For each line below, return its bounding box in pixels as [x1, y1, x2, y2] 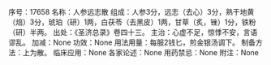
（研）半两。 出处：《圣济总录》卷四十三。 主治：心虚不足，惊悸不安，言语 [8, 28, 258, 37]
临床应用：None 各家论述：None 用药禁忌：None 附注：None [52, 48, 260, 57]
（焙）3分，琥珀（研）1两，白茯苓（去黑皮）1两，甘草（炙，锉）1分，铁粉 [8, 17, 256, 27]
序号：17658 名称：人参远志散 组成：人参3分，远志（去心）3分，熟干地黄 [8, 7, 255, 16]
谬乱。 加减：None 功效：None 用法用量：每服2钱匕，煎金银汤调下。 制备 [8, 37, 256, 47]
